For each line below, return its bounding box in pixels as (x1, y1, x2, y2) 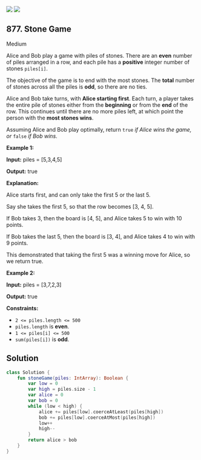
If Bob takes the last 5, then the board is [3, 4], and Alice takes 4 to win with (6, 232, 196, 240)
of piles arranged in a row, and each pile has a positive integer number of (6, 58, 190, 66)
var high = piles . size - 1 (28, 386, 96, 393)
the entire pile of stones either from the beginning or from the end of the (6, 101, 188, 109)
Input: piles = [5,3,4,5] (6, 155, 62, 163)
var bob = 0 (28, 397, 59, 404)
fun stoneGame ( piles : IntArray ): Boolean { (17, 375, 129, 381)
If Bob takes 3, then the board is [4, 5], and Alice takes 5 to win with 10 (6, 214, 182, 222)
